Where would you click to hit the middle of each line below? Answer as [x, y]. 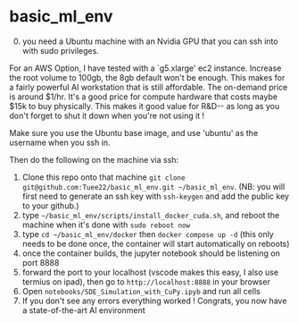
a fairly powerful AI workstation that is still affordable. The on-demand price [149, 87]
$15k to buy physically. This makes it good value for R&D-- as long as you [145, 106]
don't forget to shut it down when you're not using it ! [107, 115]
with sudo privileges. [61, 50]
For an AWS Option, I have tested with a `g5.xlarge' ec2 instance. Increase [145, 68]
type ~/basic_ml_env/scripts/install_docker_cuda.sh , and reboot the [151, 215]
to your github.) [50, 205]
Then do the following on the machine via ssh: [94, 159]
